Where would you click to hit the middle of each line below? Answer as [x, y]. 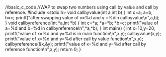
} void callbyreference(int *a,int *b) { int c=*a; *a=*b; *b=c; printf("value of [82, 23]
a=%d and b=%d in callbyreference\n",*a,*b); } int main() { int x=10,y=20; [80, 28]
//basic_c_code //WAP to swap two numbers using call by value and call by [82, 7]
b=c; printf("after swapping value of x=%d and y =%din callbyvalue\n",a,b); [83, 18]
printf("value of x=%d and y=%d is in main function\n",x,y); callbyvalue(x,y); [83, 33]
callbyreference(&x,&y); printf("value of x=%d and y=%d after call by [76, 44]
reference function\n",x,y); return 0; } [43, 49]
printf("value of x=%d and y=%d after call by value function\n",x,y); [74, 39]
